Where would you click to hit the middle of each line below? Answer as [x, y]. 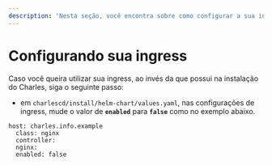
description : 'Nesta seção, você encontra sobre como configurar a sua [132, 16]
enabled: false [41, 154]
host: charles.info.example [56, 126]
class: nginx [38, 133]
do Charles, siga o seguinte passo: [66, 87]
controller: [36, 140]
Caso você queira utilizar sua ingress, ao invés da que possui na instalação [134, 78]
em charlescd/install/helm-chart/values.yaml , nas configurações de [137, 103]
